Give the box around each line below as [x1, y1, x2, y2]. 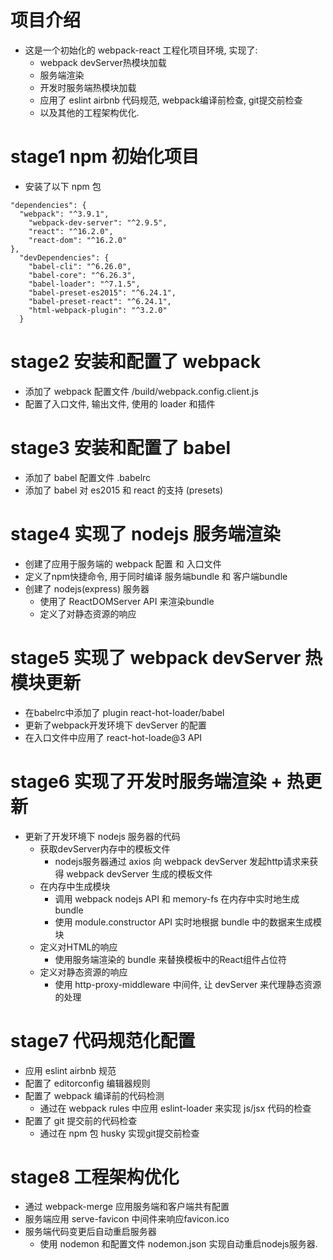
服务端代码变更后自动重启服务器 [24, 1226, 157, 1238]
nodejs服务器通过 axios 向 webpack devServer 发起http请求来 [54, 855, 310, 867]
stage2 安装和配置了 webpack [10, 351, 262, 373]
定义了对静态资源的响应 [39, 607, 137, 620]
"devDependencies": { [19, 252, 110, 263]
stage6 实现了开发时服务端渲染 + [10, 770, 283, 793]
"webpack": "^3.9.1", [19, 209, 110, 219]
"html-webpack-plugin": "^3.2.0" [28, 305, 168, 315]
